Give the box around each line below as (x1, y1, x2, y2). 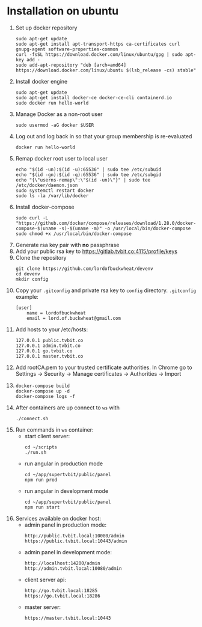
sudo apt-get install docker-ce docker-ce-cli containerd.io (15, 94, 173, 100)
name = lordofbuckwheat (26, 310, 86, 316)
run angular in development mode (24, 487, 109, 494)
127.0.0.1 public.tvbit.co (15, 337, 84, 343)
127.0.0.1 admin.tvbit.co (15, 343, 81, 349)
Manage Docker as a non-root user (15, 110, 103, 118)
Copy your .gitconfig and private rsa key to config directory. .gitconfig (15, 287, 197, 294)
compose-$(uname (15, 225, 57, 231)
